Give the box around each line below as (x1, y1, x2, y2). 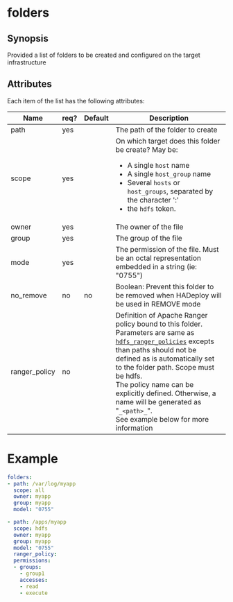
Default (84, 113, 109, 123)
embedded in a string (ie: (115, 261, 198, 271)
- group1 (19, 570, 45, 577)
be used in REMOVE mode (115, 299, 201, 309)
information (115, 423, 153, 433)
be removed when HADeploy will (115, 290, 222, 300)
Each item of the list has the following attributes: (7, 96, 145, 105)
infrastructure (7, 58, 46, 67)
